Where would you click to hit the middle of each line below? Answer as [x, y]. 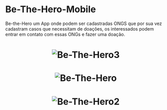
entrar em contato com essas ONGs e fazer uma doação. [65, 34]
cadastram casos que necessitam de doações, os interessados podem [80, 29]
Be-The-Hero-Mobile [51, 9]
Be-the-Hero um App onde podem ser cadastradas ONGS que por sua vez [84, 23]
